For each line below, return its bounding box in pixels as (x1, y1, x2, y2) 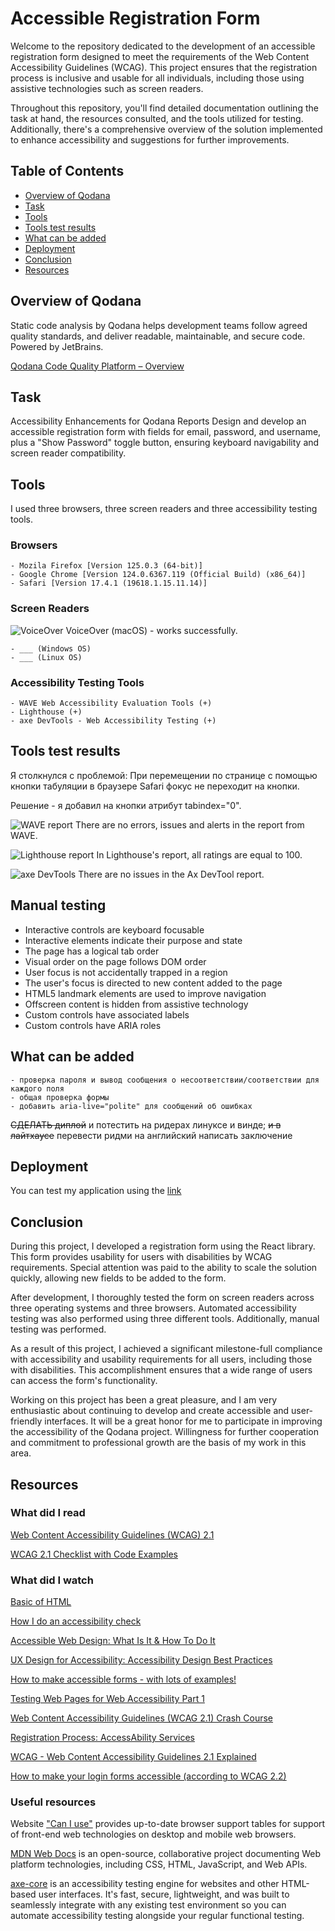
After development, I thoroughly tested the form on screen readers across (10, 1292, 315, 1304)
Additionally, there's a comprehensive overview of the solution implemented (10, 123, 323, 135)
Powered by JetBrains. (10, 340, 104, 352)
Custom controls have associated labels (24, 1008, 190, 1021)
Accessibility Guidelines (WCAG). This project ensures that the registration (10, 61, 318, 73)
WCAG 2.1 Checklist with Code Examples (10, 1548, 178, 1560)
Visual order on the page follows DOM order (24, 955, 207, 967)
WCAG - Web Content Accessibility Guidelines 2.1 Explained (10, 1751, 257, 1763)
